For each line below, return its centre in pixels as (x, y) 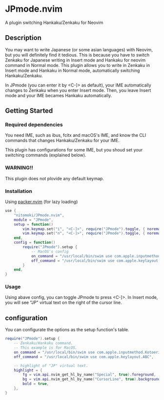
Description (23, 38)
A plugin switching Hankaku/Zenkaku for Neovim (54, 22)
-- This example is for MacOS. (46, 348)
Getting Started (29, 111)
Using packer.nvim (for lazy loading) (41, 202)
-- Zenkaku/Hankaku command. (43, 343)
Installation (19, 191)
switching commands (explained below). (46, 155)
